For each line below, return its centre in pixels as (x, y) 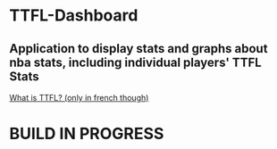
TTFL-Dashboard (74, 16)
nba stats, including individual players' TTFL (135, 62)
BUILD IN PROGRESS (87, 134)
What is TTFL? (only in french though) (79, 98)
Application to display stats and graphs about (138, 49)
